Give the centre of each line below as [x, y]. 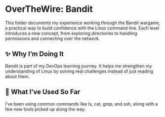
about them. [17, 76]
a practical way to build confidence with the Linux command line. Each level [82, 28]
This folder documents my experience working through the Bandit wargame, [83, 23]
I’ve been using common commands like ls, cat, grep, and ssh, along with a [82, 104]
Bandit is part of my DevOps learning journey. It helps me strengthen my [79, 66]
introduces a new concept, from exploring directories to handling [71, 33]
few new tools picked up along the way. [45, 109]
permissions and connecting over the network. [53, 39]
